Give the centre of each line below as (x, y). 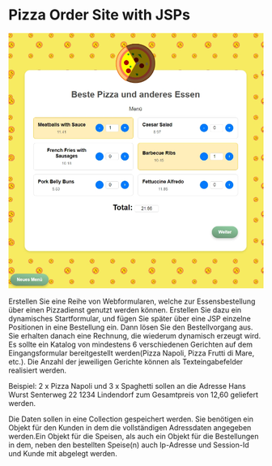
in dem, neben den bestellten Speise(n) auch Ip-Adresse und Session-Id (129, 445)
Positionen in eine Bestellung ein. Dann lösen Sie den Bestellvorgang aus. (131, 327)
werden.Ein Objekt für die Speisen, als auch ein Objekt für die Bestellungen (134, 436)
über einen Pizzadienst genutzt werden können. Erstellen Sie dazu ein (125, 309)
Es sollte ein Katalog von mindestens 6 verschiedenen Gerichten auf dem (131, 344)
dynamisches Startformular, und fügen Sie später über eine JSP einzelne (130, 318)
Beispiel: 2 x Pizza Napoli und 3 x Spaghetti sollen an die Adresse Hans (127, 386)
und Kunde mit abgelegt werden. (63, 453)
